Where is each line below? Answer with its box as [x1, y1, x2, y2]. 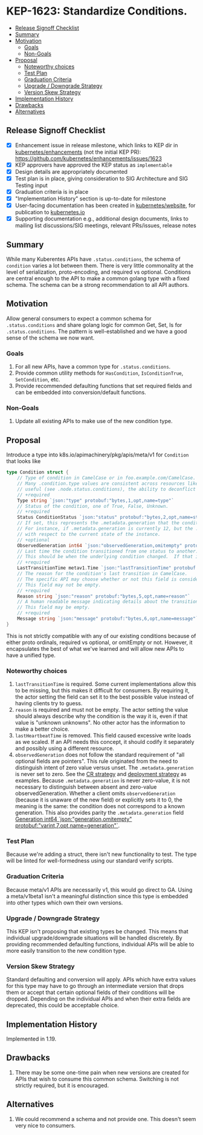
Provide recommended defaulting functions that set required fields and [14, 383, 192, 390]
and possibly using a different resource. [14, 745, 115, 752]
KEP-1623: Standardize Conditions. [6, 4, 187, 18]
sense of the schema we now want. [6, 334, 95, 341]
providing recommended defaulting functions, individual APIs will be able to [6, 940, 195, 948]
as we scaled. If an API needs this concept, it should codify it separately [14, 739, 195, 746]
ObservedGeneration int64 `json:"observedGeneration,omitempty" [17, 542, 182, 548]
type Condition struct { [6, 469, 69, 476]
